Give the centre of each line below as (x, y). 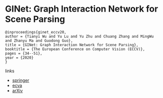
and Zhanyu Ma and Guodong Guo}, (39, 41)
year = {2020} (20, 57)
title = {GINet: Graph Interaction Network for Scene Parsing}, (72, 45)
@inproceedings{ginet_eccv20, (36, 32)
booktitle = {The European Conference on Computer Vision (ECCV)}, (75, 49)
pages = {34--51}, (24, 53)
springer (20, 80)
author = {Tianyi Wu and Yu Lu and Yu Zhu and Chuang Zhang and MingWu (79, 36)
